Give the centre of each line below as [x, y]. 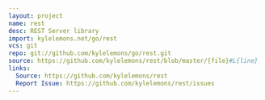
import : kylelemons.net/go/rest [63, 38]
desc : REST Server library [54, 31]
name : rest [27, 23]
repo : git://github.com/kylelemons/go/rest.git [90, 53]
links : [19, 69]
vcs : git [23, 46]
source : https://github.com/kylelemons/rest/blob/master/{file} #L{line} [133, 61]
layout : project [36, 16]
